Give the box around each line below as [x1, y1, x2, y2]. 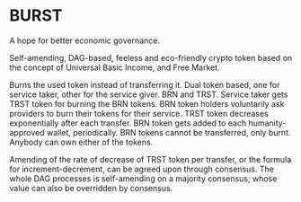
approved [9, 127, 45, 137]
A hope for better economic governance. [9, 35, 160, 46]
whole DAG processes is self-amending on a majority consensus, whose [9, 172, 278, 184]
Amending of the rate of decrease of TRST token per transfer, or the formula [9, 154, 292, 164]
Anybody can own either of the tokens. [9, 136, 154, 147]
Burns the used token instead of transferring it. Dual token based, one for [9, 79, 280, 90]
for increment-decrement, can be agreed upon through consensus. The [9, 163, 274, 174]
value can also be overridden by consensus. [9, 182, 173, 193]
